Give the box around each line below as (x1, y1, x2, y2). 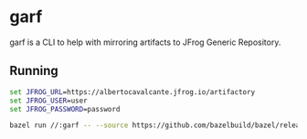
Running (9, 63, 59, 79)
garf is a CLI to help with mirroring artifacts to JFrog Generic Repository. (9, 37, 281, 48)
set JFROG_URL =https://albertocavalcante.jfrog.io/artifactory (9, 87, 256, 97)
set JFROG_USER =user (9, 96, 89, 105)
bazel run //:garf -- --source (9, 121, 129, 130)
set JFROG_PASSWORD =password (9, 104, 121, 113)
